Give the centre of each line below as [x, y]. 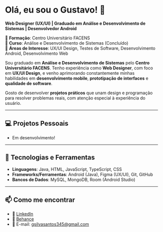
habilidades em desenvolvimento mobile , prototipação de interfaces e [77, 78]
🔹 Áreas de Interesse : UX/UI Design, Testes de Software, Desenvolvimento [80, 48]
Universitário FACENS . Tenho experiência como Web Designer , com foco [79, 68]
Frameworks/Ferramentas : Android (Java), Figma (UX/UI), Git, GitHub [82, 174]
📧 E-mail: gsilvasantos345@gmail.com [50, 224]
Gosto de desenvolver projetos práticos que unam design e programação [79, 93]
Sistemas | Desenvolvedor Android [41, 28]
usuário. [13, 103]
